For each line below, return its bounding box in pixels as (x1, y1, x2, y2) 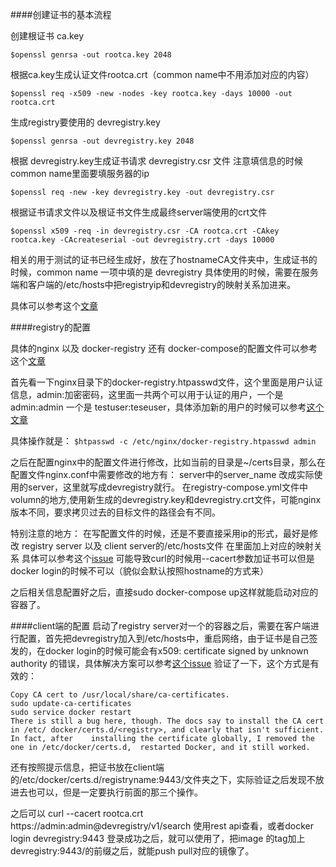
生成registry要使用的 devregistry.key (10, 116, 161, 128)
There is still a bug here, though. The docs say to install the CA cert (10, 716, 325, 726)
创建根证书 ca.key (10, 30, 85, 42)
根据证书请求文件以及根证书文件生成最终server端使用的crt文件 (10, 206, 268, 218)
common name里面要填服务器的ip (10, 168, 150, 179)
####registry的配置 (10, 321, 91, 333)
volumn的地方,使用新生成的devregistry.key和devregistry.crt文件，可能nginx (10, 494, 322, 505)
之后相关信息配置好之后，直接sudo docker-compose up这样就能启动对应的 (10, 586, 319, 598)
